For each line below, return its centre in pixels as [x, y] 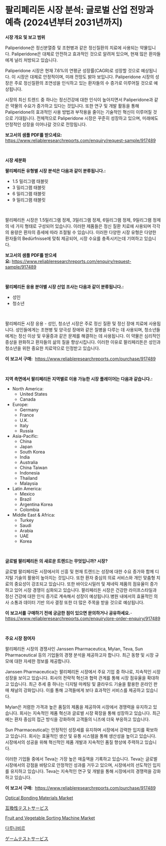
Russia [26, 430]
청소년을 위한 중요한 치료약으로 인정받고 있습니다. [53, 348]
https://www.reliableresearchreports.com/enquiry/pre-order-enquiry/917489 [83, 618]
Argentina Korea [36, 504]
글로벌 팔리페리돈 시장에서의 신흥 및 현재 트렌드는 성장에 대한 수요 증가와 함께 [80, 571]
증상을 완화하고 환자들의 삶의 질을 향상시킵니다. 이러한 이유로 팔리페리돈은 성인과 [83, 342]
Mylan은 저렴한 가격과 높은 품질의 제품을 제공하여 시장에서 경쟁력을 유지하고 [79, 707]
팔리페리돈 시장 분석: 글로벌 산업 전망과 [80, 10]
